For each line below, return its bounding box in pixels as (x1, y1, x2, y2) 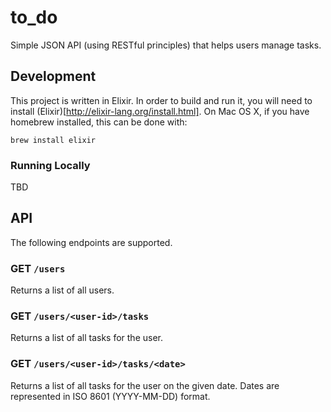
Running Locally (10, 158, 91, 172)
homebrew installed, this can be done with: (10, 116, 188, 128)
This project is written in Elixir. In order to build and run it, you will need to (10, 94, 313, 106)
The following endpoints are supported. (10, 236, 173, 248)
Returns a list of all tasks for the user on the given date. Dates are (10, 379, 280, 391)
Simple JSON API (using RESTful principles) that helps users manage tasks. (10, 39, 322, 51)
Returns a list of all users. (10, 284, 115, 296)
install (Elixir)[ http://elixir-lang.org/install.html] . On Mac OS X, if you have (10, 105, 310, 117)
